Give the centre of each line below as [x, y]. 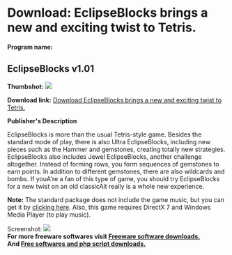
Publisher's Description [42, 121]
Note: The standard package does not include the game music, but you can [116, 199]
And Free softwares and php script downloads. [77, 244]
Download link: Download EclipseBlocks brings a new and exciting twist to [114, 100]
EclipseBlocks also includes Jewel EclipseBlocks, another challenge [105, 156]
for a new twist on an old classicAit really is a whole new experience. [106, 186]
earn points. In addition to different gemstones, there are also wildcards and [116, 171]
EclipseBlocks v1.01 [51, 69]
